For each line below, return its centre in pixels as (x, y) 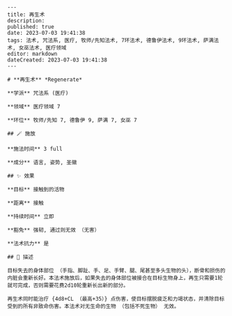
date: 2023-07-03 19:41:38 (46, 33)
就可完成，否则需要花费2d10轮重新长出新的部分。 (68, 285)
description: (26, 21)
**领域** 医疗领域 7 (34, 107)
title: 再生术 (26, 15)
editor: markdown (32, 54)
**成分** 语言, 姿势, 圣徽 (42, 163)
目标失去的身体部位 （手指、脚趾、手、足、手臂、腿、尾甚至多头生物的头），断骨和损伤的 (116, 271)
